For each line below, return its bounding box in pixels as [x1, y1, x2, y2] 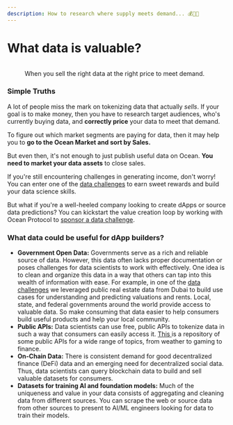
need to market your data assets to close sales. [7, 159, 146, 167]
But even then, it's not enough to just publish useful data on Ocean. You [7, 151, 214, 160]
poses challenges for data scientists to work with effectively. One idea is [17, 264, 225, 272]
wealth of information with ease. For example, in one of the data [17, 278, 201, 287]
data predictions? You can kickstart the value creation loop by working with [7, 208, 223, 216]
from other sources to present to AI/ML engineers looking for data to [17, 404, 214, 412]
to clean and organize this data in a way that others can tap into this [17, 271, 212, 279]
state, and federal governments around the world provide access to [17, 300, 211, 309]
